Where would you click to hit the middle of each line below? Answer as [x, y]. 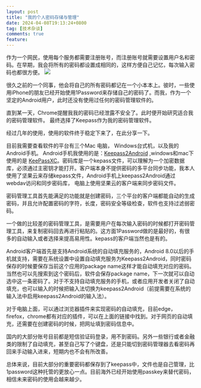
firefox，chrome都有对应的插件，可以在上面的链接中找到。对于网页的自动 [97, 316]
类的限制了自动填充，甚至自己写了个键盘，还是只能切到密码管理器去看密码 [98, 344]
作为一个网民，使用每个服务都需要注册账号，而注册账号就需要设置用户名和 [98, 57]
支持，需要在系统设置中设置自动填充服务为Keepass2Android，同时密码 [104, 259]
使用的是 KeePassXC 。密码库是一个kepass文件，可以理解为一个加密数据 [95, 160]
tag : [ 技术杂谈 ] [25, 28]
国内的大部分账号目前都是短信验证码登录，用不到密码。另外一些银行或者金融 [100, 337]
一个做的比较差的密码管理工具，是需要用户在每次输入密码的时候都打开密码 [98, 223]
